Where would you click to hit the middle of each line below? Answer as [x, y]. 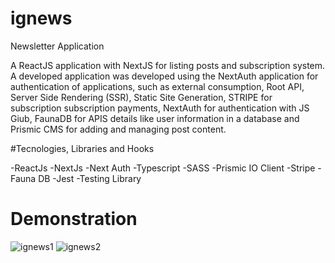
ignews [41, 18]
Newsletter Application [57, 46]
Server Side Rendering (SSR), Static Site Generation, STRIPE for [141, 97]
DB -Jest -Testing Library [90, 178]
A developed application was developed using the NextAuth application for [164, 76]
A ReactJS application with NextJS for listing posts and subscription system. [168, 65]
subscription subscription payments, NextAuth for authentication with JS [160, 108]
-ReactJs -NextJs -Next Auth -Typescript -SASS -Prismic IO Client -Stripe [163, 168]
